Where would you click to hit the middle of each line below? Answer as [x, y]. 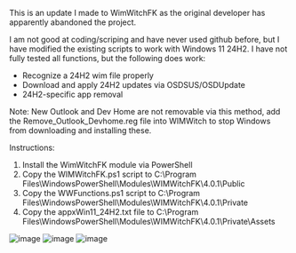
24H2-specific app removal [72, 94]
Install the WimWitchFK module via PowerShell [107, 165]
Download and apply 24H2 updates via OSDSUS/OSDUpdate [134, 85]
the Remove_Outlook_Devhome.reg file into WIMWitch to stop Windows [140, 121]
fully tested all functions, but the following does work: [108, 58]
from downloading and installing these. [80, 130]
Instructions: [32, 147]
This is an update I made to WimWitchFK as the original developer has [137, 13]
